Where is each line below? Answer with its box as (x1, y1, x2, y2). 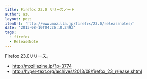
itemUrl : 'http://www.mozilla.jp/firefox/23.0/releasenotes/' (5, 21, 135, 26)
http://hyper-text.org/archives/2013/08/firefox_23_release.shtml (12, 68, 142, 74)
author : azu (5, 12, 29, 17)
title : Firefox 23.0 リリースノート (5, 7, 75, 12)
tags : (5, 30, 16, 35)
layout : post (5, 16, 32, 21)
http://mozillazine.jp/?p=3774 (12, 63, 72, 69)
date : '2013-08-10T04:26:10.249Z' (5, 26, 76, 30)
